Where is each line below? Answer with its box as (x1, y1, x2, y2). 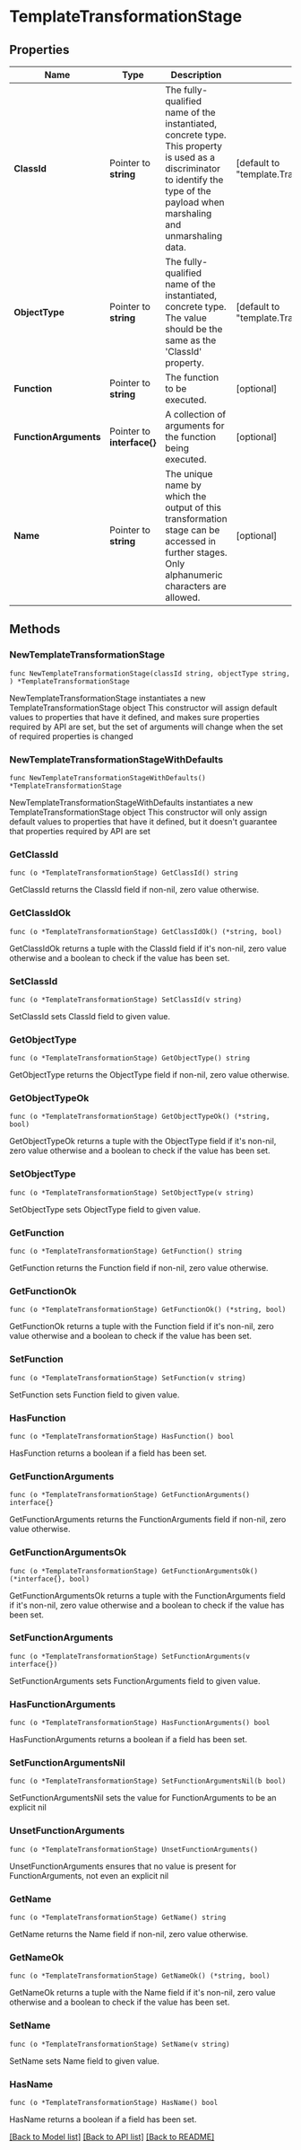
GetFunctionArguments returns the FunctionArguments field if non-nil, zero (9, 1514, 287, 1525)
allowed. (165, 591, 201, 604)
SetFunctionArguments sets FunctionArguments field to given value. (9, 1675, 261, 1686)
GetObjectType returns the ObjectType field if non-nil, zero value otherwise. (9, 1070, 289, 1080)
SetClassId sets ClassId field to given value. (9, 1010, 170, 1021)
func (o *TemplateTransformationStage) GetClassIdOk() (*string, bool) (9, 927, 282, 936)
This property (165, 140, 222, 152)
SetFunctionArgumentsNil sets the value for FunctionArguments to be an (9, 1793, 277, 1803)
